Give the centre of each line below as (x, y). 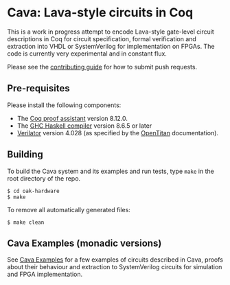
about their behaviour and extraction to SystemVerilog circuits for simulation (115, 267)
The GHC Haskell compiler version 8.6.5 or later (84, 126)
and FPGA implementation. (45, 274)
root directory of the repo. (44, 178)
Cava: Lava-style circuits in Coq (100, 13)
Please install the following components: (64, 105)
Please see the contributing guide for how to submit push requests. (102, 67)
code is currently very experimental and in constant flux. (87, 54)
